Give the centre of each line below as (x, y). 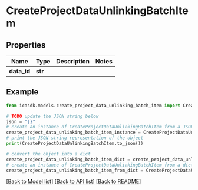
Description (73, 61)
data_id (20, 71)
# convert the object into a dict (49, 154)
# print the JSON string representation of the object (75, 138)
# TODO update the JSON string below (52, 116)
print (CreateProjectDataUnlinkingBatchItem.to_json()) (75, 144)
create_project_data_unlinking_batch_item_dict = (68, 160)
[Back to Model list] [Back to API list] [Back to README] (74, 181)
